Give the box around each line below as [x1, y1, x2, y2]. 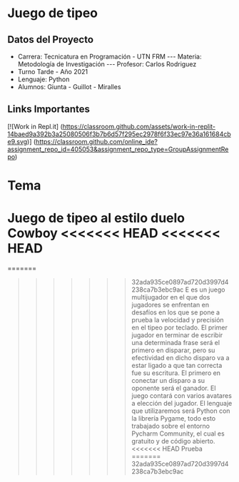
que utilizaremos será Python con [131, 406, 230, 415]
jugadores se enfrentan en [131, 300, 209, 309]
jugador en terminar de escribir [131, 330, 223, 339]
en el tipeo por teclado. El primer [131, 323, 228, 332]
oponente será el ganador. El [131, 384, 216, 392]
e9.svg [7, 137, 28, 145]
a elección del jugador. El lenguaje [131, 399, 233, 407]
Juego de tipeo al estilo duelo [7, 210, 185, 226]
